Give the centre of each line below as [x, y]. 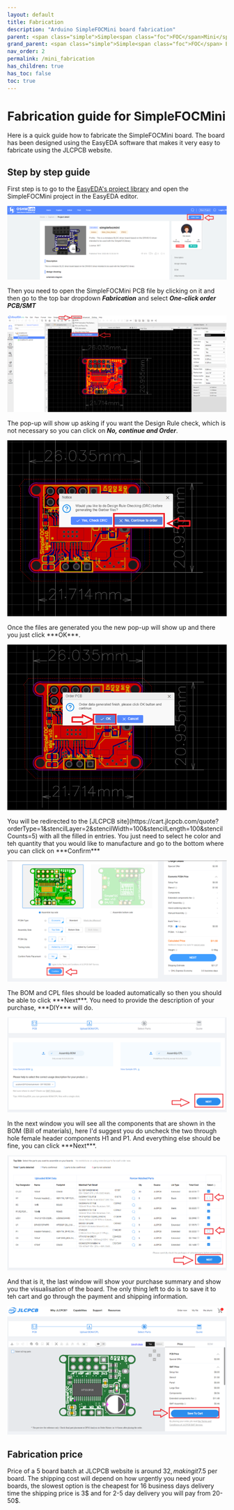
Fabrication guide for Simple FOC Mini [117, 116]
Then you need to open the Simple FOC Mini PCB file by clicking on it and [111, 291]
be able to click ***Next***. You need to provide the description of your [111, 1000]
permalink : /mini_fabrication [51, 59]
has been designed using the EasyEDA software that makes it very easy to [114, 143]
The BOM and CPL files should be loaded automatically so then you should [115, 992]
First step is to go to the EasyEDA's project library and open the [98, 189]
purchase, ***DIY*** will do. [50, 1008]
